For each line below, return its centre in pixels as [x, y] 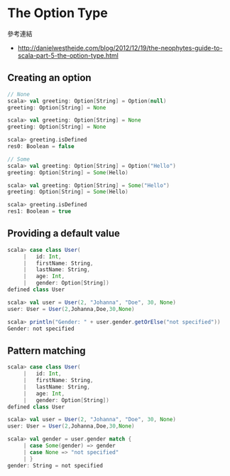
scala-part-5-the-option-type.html [68, 55]
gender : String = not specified [55, 465]
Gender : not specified [41, 329]
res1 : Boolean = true [39, 211]
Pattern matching [47, 350]
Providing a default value [64, 234]
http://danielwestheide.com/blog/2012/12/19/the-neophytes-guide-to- [120, 48]
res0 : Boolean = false [41, 147]
